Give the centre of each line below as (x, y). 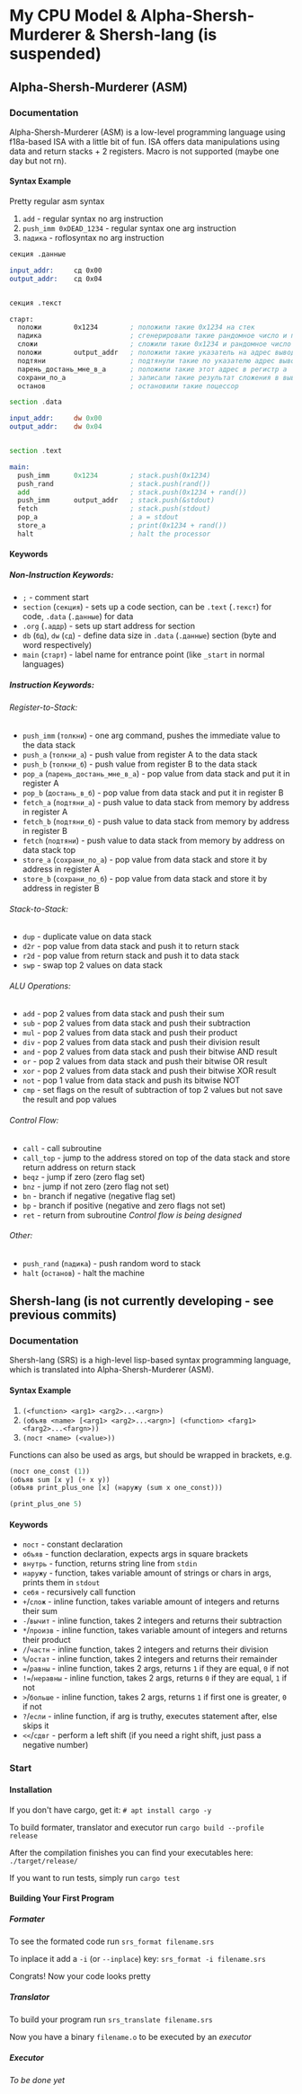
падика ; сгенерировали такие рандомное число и (152, 336)
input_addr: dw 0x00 (56, 419)
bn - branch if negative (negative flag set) (99, 1195)
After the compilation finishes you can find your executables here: (131, 1852)
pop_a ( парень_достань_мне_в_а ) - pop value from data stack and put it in (156, 773)
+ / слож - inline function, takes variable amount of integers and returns (151, 1602)
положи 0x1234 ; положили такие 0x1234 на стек (136, 328)
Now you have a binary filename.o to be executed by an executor (130, 2037)
